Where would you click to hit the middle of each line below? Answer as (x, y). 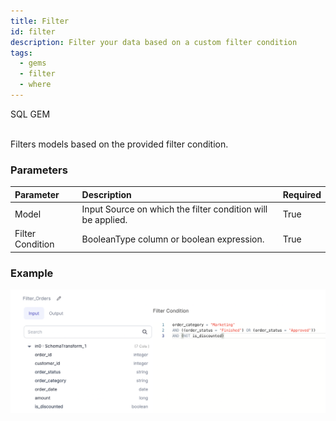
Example (32, 273)
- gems (33, 63)
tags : (21, 53)
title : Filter (40, 21)
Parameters (39, 170)
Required (302, 194)
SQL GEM (30, 114)
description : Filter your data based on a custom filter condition (154, 42)
